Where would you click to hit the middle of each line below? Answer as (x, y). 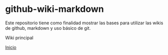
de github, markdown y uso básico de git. (48, 28)
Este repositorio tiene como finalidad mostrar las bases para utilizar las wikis (84, 23)
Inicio (11, 47)
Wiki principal (19, 38)
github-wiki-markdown (55, 9)
